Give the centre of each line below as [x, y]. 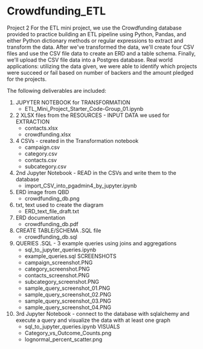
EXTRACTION [33, 121]
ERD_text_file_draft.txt [52, 211]
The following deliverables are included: [56, 90]
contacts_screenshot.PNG [57, 275]
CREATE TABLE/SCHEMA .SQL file [58, 230]
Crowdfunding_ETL [56, 11]
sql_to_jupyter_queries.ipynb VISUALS [72, 326]
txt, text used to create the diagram [60, 205]
